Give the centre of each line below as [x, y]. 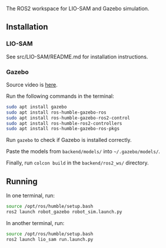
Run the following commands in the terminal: [60, 96]
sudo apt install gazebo [36, 107]
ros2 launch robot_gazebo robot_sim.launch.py [64, 212]
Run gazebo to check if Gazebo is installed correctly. [69, 140]
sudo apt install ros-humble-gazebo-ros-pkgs [63, 129]
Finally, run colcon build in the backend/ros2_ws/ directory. [77, 163]
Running [22, 181]
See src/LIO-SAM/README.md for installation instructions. [77, 57]
